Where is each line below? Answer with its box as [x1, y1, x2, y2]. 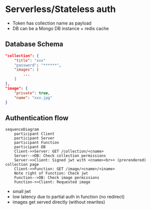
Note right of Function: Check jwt [14, 171, 88, 176]
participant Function [14, 140, 59, 145]
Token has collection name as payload [12, 20, 91, 26]
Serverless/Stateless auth [5, 4, 116, 15]
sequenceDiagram [5, 127, 39, 132]
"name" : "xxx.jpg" [14, 95, 52, 100]
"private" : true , [14, 90, 50, 96]
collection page [5, 162, 39, 167]
